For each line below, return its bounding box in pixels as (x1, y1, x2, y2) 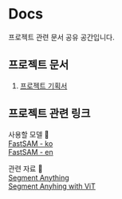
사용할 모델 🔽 (8, 129, 49, 139)
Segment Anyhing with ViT (8, 181, 96, 191)
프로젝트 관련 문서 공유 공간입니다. (8, 32, 115, 42)
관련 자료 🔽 (8, 164, 43, 173)
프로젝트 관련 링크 (8, 107, 91, 120)
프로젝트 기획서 (19, 81, 68, 91)
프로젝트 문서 (8, 58, 69, 72)
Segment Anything (8, 173, 69, 182)
